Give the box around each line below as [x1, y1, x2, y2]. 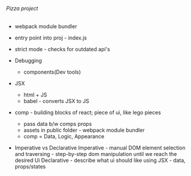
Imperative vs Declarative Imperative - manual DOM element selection [14, 144, 186, 151]
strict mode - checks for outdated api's [14, 46, 111, 53]
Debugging [14, 57, 43, 64]
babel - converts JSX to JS [23, 98, 90, 105]
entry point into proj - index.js [14, 34, 87, 41]
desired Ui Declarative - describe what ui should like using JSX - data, [14, 157, 186, 164]
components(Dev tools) [23, 68, 81, 76]
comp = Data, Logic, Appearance [23, 133, 105, 140]
